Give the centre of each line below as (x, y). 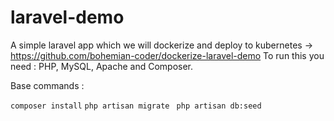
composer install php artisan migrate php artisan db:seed (136, 106)
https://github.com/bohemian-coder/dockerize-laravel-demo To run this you (167, 55)
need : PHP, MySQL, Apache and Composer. (102, 66)
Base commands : (47, 85)
